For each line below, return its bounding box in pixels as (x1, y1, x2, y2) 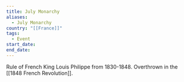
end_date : (6, 47, 31, 53)
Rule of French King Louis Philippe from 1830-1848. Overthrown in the (6, 63, 178, 70)
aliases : (6, 14, 28, 20)
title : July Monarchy (6, 8, 60, 15)
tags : (6, 31, 20, 37)
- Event (11, 36, 31, 42)
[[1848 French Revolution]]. (6, 69, 73, 77)
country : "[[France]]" (6, 25, 63, 31)
